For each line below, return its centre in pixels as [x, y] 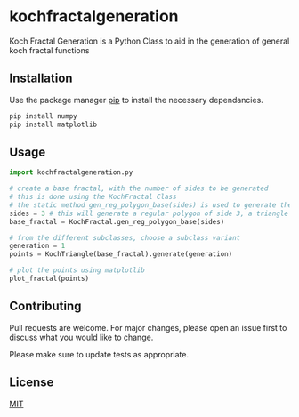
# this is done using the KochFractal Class [93, 197]
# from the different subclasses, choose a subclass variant [125, 237]
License [32, 383]
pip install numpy [43, 116]
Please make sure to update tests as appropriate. [99, 354]
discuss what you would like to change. [81, 337]
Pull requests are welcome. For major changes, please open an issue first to [148, 327]
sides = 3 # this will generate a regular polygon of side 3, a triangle [149, 213]
